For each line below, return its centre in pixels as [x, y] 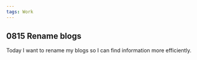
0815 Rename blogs [44, 36]
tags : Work [20, 12]
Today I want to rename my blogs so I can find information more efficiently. [99, 50]
